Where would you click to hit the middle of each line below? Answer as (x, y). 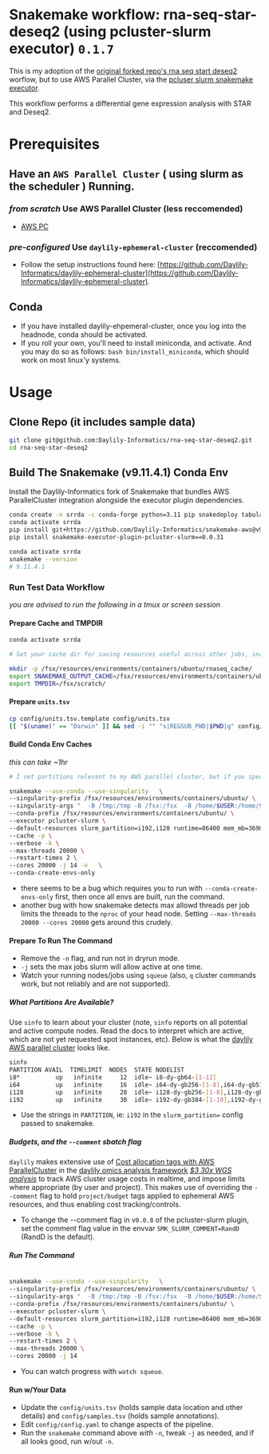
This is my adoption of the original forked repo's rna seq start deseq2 (123, 70)
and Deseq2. (30, 112)
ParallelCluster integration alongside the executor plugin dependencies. (127, 500)
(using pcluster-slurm (137, 32)
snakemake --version (44, 559)
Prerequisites (55, 144)
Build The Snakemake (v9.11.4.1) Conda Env (119, 473)
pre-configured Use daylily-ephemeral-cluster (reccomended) (133, 247)
